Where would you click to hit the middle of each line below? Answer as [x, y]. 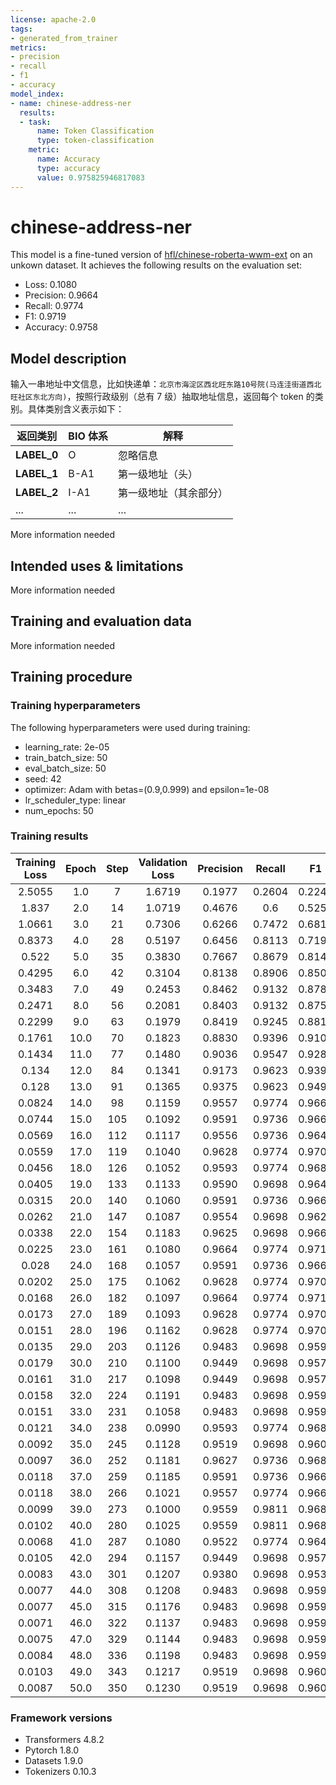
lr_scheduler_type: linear [75, 800]
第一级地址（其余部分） [173, 493]
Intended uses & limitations [97, 566]
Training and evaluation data [101, 621]
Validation [163, 862]
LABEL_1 [37, 474]
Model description [68, 358]
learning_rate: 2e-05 [67, 747]
